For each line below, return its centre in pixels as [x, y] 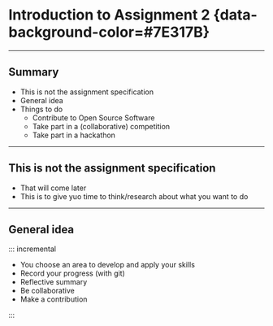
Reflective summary [54, 282]
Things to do [41, 109]
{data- [235, 15]
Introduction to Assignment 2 [109, 15]
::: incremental [32, 249]
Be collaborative [47, 291]
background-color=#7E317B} [109, 32]
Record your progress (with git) [73, 273]
